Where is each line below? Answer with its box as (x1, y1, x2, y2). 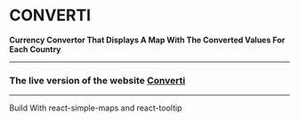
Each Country (9, 43, 61, 54)
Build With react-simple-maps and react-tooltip (9, 103, 182, 113)
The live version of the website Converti (9, 74, 186, 87)
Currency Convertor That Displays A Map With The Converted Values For (9, 34, 286, 45)
